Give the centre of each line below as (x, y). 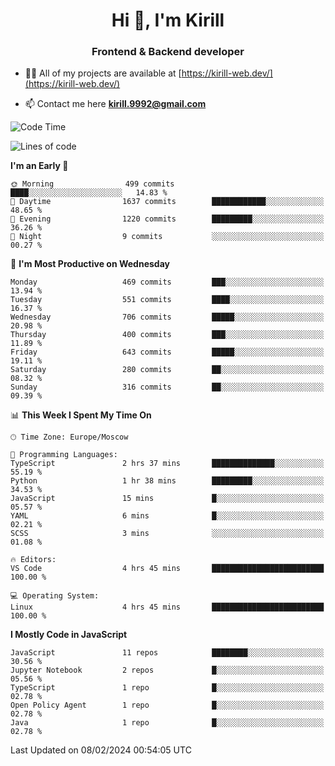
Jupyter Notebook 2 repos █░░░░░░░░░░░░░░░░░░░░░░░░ (167, 670)
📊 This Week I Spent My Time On (81, 415)
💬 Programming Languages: (64, 455)
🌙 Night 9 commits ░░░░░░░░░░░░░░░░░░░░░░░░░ (167, 237)
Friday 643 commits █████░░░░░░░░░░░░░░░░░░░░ (167, 352)
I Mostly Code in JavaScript (69, 635)
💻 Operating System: (55, 596)
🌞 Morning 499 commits (92, 184)
